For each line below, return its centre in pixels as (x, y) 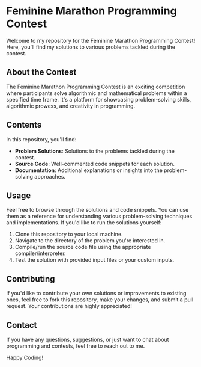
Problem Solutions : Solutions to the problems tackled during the (95, 151)
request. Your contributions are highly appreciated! (69, 306)
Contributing (31, 279)
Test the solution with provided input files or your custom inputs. (94, 260)
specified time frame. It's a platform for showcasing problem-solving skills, (99, 99)
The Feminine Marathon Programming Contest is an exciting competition (96, 87)
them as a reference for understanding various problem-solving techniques (99, 216)
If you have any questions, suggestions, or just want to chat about (88, 339)
